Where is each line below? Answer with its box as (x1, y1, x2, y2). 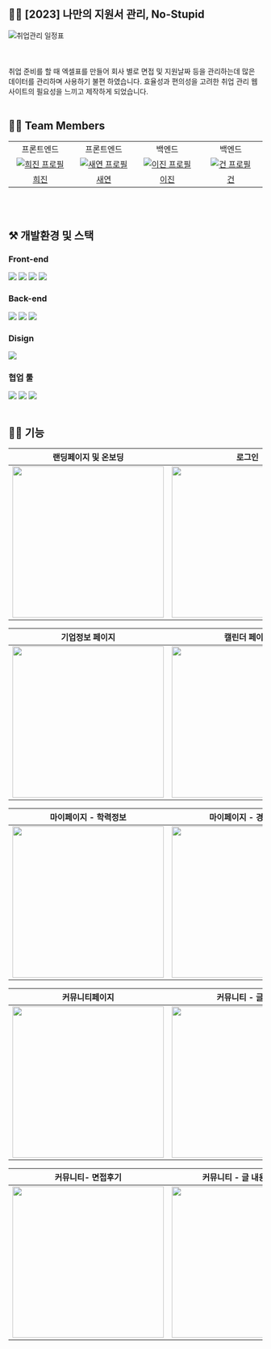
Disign (8, 332, 35, 344)
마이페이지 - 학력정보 (49, 812, 127, 823)
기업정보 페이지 (60, 632, 115, 643)
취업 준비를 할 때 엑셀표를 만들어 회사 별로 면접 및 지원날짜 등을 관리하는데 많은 (8, 66, 256, 76)
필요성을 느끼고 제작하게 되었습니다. (35, 86, 149, 96)
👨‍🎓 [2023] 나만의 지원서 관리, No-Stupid (8, 7, 205, 22)
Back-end (8, 293, 48, 304)
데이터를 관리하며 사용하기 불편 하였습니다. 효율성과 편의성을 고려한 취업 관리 (8, 76, 250, 86)
